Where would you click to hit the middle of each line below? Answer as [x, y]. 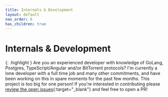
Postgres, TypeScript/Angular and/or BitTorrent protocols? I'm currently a [81, 68]
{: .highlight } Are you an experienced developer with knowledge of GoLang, [84, 63]
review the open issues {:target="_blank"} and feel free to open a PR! [76, 89]
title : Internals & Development [39, 10]
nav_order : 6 [19, 19]
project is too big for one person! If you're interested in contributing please [83, 84]
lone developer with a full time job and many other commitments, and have [83, 73]
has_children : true [26, 24]
